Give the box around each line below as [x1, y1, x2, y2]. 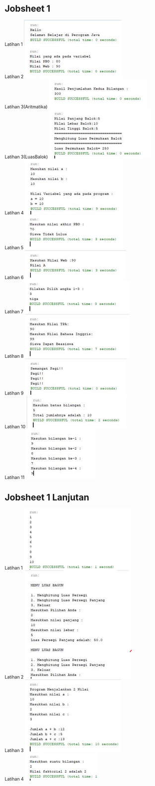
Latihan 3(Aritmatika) [4, 103, 48, 109]
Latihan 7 [4, 308, 24, 314]
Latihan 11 [4, 474, 25, 480]
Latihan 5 [4, 244, 24, 250]
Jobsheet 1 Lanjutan [4, 492, 89, 503]
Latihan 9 [4, 390, 24, 396]
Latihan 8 [4, 353, 24, 359]
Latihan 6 [4, 274, 24, 280]
